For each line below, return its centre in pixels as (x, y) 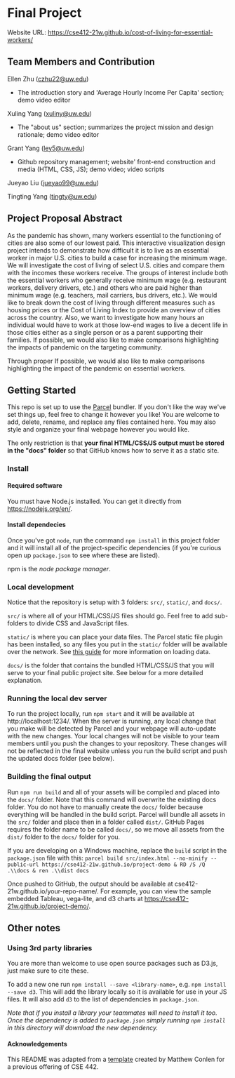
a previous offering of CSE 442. (53, 1067)
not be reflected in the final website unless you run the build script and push (117, 751)
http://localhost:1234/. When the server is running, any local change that (112, 721)
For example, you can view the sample (156, 891)
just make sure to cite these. (48, 971)
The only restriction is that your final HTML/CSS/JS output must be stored (116, 443)
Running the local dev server (57, 698)
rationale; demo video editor (58, 134)
